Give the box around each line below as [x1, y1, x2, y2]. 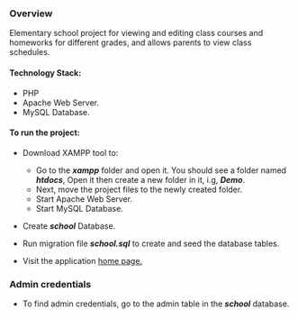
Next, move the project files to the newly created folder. [35, 184, 243, 195]
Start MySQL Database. [35, 203, 123, 214]
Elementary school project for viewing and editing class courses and [9, 28, 264, 39]
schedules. [9, 47, 50, 58]
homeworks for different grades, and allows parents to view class [9, 37, 252, 48]
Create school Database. [22, 220, 116, 232]
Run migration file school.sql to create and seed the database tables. [22, 238, 280, 249]
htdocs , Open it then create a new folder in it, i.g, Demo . [35, 174, 246, 185]
